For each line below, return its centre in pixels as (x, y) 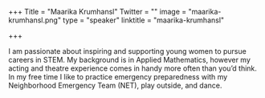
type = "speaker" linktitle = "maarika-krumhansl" (144, 20)
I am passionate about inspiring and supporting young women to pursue (127, 51)
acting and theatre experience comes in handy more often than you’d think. (132, 68)
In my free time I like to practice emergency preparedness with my (118, 77)
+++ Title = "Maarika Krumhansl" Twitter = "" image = (98, 12)
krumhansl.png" (35, 20)
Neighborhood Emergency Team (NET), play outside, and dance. (115, 85)
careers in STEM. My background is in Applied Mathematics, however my (130, 60)
